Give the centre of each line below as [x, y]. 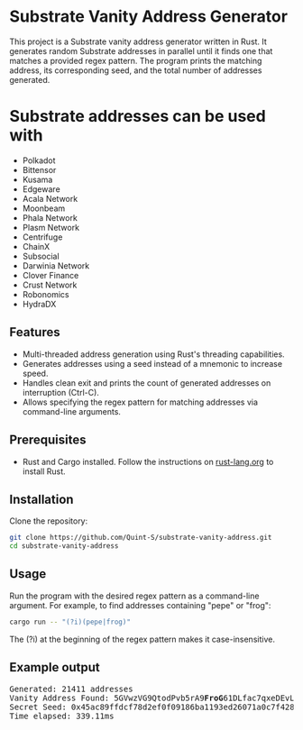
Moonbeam [44, 208]
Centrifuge [42, 237]
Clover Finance [50, 275]
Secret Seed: [38, 707]
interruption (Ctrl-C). [60, 392]
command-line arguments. [72, 411]
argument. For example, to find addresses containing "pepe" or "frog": [140, 605]
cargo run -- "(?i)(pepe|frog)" [70, 622]
